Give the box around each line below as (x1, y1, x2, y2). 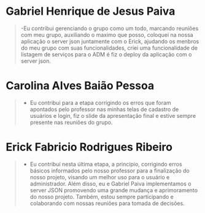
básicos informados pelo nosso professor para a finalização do (29, 167, 190, 174)
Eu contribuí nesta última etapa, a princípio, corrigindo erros (29, 160, 182, 168)
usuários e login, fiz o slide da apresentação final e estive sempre (29, 112, 196, 119)
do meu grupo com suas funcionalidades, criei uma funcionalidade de (20, 44, 198, 52)
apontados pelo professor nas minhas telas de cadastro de (29, 106, 179, 113)
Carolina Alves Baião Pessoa (6, 79, 155, 93)
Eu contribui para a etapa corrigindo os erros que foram (29, 99, 171, 106)
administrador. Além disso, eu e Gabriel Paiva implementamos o (29, 180, 191, 187)
